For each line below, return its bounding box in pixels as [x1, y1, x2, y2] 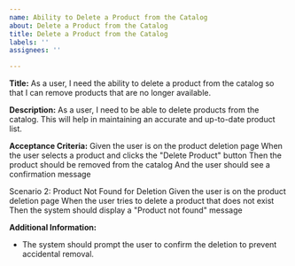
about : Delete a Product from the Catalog [9, 21, 168, 30]
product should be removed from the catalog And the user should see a [9, 160, 270, 170]
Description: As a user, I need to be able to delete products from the [9, 105, 260, 115]
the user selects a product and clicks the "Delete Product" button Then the [9, 150, 282, 160]
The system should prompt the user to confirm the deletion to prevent [21, 239, 277, 250]
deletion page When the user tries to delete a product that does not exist [9, 196, 275, 207]
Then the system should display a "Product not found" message [9, 205, 243, 215]
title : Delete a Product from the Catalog [9, 29, 168, 38]
